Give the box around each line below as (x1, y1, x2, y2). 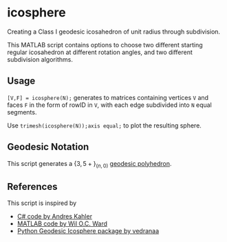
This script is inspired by (7, 199, 77, 207)
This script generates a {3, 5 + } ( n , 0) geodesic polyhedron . (7, 159, 172, 169)
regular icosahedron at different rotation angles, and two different (7, 48, 193, 56)
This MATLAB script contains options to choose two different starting (7, 40, 203, 49)
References (7, 180, 58, 193)
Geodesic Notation (7, 141, 89, 153)
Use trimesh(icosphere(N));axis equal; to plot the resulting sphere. (7, 121, 202, 130)
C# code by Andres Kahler (17, 213, 93, 221)
